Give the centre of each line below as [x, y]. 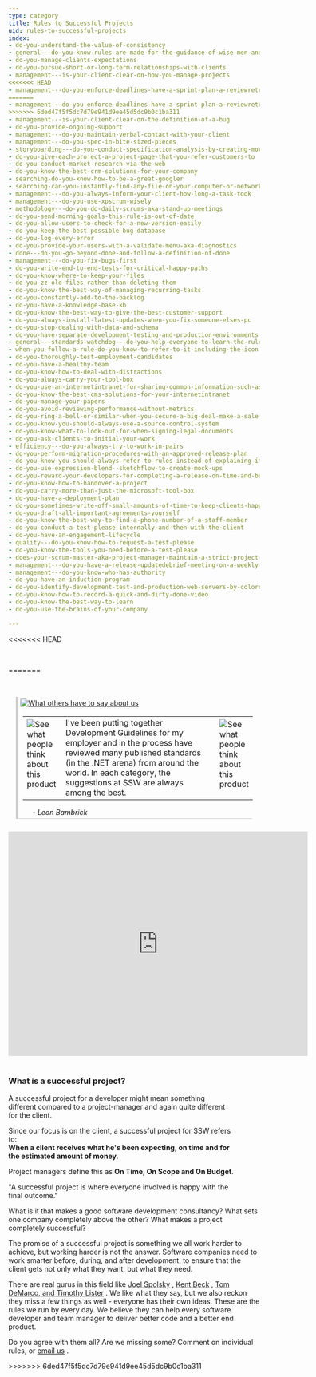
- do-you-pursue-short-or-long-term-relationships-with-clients [117, 68]
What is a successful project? [67, 1081]
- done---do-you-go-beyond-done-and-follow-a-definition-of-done [119, 253]
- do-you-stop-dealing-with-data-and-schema [83, 327]
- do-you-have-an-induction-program [69, 580]
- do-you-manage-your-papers [57, 402]
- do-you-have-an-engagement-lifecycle [75, 536]
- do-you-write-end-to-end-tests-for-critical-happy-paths [109, 268]
